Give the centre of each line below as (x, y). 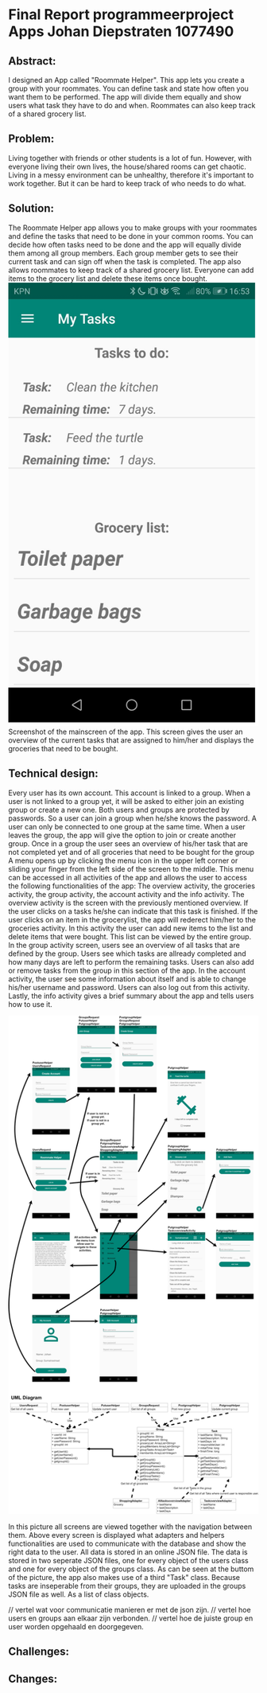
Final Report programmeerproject (121, 15)
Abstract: (32, 61)
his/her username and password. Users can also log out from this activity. (129, 987)
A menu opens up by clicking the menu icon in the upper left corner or (123, 860)
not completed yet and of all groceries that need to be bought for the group (132, 852)
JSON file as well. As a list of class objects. (79, 1594)
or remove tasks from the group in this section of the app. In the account (127, 970)
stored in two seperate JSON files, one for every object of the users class (128, 1560)
